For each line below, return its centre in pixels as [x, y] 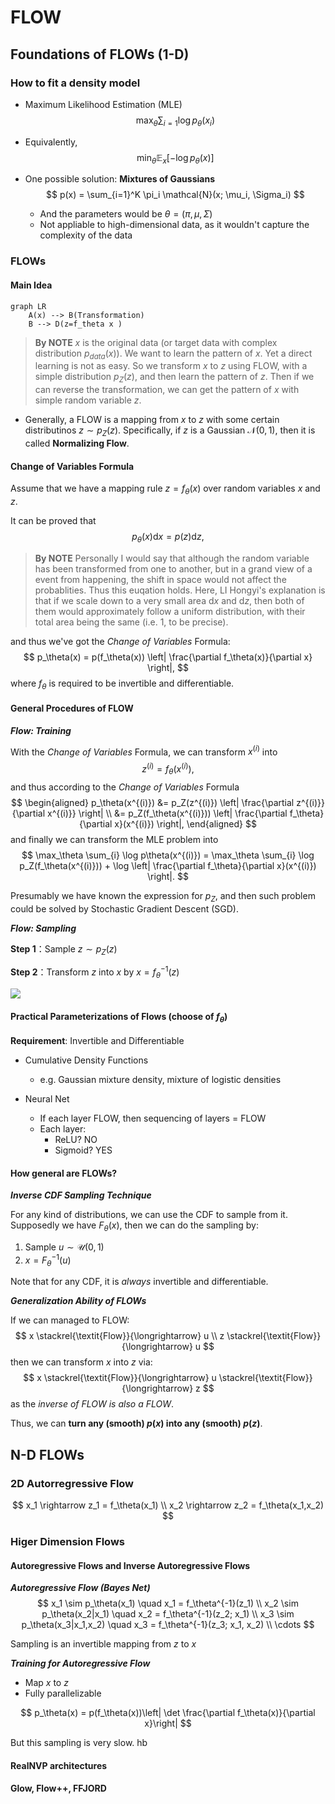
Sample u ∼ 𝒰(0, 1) [64, 1247]
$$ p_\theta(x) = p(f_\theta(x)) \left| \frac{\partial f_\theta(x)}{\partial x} [168, 657]
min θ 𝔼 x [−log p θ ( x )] [175, 158]
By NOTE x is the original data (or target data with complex [156, 342]
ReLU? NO [76, 1139]
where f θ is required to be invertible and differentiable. [122, 684]
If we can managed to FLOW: [70, 1320]
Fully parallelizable [63, 1693]
